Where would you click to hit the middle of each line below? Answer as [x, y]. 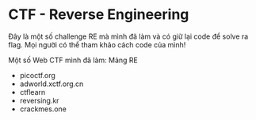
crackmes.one [43, 109]
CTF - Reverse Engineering [99, 15]
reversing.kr [39, 100]
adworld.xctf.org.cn [52, 84]
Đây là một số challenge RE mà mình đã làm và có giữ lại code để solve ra [128, 36]
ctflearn [32, 92]
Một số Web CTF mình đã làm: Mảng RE [73, 60]
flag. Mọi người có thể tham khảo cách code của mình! [97, 44]
